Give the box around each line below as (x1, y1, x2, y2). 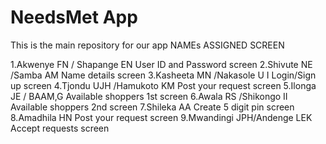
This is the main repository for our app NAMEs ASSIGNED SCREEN (10, 39, 285, 51)
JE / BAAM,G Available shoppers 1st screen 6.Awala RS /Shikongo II (10, 90, 288, 102)
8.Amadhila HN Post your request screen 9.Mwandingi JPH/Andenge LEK (10, 111, 313, 123)
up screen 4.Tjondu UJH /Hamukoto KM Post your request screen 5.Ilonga (10, 79, 317, 91)
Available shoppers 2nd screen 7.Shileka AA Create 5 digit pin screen (10, 101, 295, 113)
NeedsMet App (10, 6, 138, 29)
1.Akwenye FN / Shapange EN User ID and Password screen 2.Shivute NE (10, 58, 313, 70)
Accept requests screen (10, 122, 110, 134)
